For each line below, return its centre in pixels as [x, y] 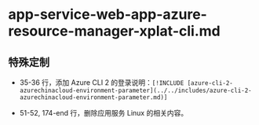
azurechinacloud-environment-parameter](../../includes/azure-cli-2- [136, 90]
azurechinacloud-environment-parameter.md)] [93, 97]
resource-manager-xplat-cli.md [115, 31]
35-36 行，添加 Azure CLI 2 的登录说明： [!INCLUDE [102, 83]
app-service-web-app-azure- [108, 15]
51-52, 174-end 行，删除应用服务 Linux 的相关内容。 [104, 113]
